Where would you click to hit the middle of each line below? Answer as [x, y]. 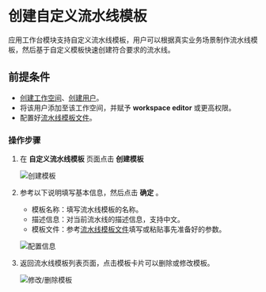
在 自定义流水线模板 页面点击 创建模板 [82, 159]
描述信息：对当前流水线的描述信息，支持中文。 [108, 220]
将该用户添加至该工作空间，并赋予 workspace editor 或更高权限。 [127, 107]
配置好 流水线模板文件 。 [58, 117]
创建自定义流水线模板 [78, 16]
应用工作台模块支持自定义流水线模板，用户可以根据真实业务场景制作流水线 [129, 40]
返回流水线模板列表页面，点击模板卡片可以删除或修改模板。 [117, 263]
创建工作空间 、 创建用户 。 [61, 98]
